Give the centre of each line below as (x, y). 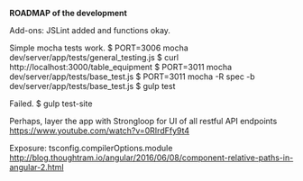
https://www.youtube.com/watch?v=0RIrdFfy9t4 (100, 131)
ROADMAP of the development (69, 13)
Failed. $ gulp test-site (51, 104)
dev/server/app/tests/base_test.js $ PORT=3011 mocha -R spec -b (132, 77)
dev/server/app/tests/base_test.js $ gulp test (92, 86)
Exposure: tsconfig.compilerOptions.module (91, 148)
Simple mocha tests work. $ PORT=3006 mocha (99, 48)
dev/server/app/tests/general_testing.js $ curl (94, 57)
